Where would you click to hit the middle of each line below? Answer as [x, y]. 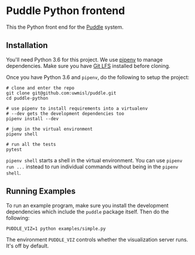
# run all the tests [31, 144]
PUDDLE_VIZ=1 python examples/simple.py [56, 229]
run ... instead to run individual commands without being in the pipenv [92, 166]
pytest [14, 149]
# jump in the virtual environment [49, 129]
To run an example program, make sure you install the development [87, 205]
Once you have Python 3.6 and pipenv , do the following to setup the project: [98, 77]
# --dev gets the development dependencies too [65, 113]
